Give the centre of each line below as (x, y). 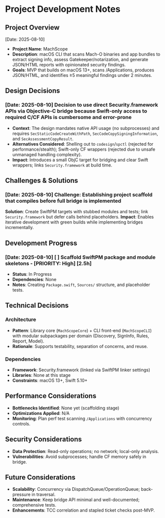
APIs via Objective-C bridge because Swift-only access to (76, 111)
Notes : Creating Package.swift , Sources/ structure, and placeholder (81, 285)
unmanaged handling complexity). (47, 154)
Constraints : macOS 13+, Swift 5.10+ (50, 381)
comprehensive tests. (34, 505)
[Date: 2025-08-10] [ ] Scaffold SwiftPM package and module (80, 257)
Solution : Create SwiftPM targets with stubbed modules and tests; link (77, 212)
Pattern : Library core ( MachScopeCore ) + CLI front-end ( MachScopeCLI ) (82, 330)
